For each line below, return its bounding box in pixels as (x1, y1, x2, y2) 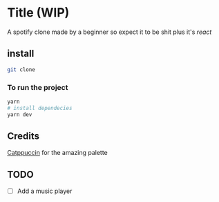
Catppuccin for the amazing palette (7, 149, 108, 157)
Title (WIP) (7, 5, 70, 21)
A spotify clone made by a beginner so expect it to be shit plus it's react (7, 28, 212, 36)
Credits (7, 130, 40, 142)
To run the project (7, 82, 68, 92)
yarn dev (7, 111, 32, 118)
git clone (7, 66, 36, 73)
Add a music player (17, 187, 73, 195)
